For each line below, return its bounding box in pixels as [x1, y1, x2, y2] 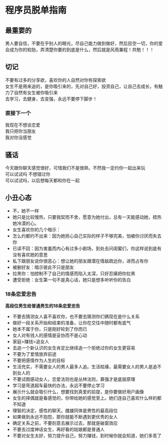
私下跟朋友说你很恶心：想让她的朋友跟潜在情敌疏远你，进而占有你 [12, 258, 148, 264]
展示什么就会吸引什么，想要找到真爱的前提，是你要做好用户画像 [12, 389, 144, 395]
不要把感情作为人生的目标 [12, 357, 65, 364]
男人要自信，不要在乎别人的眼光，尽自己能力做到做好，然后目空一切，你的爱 [5, 41, 163, 46]
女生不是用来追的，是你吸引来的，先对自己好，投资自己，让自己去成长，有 [5, 83, 158, 89]
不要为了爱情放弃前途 [12, 351, 56, 357]
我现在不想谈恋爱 [5, 122, 40, 128]
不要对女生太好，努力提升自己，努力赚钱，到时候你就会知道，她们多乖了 [12, 432, 161, 439]
